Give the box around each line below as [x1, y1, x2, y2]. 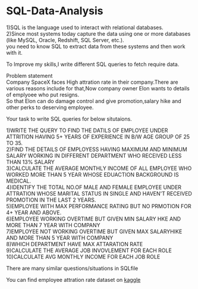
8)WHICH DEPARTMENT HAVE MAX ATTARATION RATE [6, 240, 143, 247]
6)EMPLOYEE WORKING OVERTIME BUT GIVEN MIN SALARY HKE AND [6, 215, 181, 222]
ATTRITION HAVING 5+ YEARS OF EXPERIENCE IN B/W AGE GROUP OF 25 [6, 133, 190, 140]
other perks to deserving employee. [6, 103, 94, 111]
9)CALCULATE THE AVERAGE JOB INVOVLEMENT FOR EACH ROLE [6, 247, 172, 254]
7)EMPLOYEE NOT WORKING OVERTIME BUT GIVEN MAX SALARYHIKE [6, 228, 183, 235]
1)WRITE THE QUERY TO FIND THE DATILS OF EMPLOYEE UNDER [6, 127, 168, 134]
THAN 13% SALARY [6, 158, 55, 165]
